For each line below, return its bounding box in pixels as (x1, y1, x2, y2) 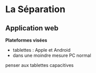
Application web (5, 24, 59, 32)
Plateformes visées (5, 37, 47, 43)
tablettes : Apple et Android (12, 47, 70, 53)
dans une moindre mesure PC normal (12, 52, 91, 58)
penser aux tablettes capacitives (5, 62, 74, 68)
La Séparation (5, 4, 65, 15)
